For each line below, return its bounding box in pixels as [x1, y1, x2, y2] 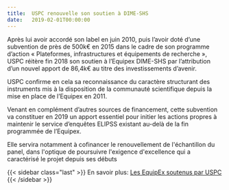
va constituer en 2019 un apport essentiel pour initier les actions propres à [7, 112, 217, 120]
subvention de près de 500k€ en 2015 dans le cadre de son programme [7, 42, 210, 51]
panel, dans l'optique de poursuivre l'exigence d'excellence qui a [7, 148, 191, 156]
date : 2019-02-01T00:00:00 [7, 16, 91, 23]
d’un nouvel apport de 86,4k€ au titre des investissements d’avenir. [7, 64, 197, 72]
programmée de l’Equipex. [7, 127, 82, 135]
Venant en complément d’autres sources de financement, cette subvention [7, 105, 218, 113]
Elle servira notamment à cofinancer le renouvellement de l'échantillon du [7, 140, 215, 148]
